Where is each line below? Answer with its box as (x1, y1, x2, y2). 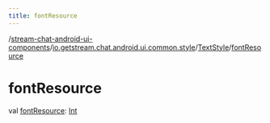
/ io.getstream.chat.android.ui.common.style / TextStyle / (49, 42, 232, 52)
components (8, 42, 51, 52)
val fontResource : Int (8, 105, 78, 115)
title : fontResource (8, 11, 78, 20)
